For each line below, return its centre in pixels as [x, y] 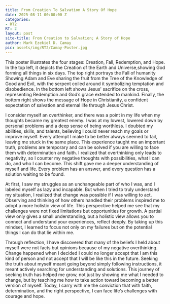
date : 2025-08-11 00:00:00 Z [36, 15]
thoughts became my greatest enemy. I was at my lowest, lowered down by [84, 120]
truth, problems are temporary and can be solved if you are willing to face [82, 147]
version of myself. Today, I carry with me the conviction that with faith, [79, 285]
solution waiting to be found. [35, 174]
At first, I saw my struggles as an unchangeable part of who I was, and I [80, 184]
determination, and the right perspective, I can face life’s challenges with [81, 291]
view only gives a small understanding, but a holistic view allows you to [80, 216]
